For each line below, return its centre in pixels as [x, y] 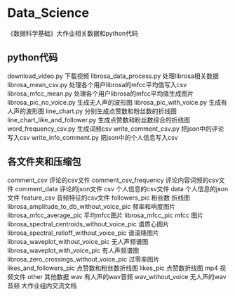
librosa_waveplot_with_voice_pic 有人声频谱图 [73, 250]
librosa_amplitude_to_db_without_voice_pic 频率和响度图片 [92, 206]
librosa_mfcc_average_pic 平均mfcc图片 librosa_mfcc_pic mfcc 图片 [105, 215]
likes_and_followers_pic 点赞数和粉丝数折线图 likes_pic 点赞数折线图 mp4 [113, 268]
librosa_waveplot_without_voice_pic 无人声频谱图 [78, 241]
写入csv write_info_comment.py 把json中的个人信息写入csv [93, 137]
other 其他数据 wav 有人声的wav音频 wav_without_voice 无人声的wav [127, 276]
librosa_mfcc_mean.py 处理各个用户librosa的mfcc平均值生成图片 [101, 94]
